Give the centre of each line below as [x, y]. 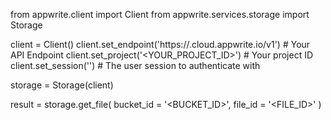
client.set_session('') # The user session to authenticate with [135, 65]
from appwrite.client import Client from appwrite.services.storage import [160, 14]
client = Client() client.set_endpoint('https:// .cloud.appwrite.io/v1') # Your [160, 44]
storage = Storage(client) [62, 85]
